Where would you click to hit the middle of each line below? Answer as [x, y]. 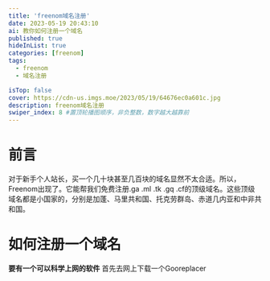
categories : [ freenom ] [46, 53]
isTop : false [30, 90]
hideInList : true [37, 46]
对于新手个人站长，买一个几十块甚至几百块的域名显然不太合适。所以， [125, 179]
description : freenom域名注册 [56, 105]
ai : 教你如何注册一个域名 [45, 31]
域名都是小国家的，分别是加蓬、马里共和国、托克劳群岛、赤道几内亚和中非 [131, 199]
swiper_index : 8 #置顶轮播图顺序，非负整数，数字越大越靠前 [99, 113]
